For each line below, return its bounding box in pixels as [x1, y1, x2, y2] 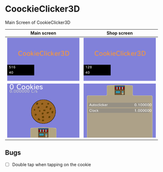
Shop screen [106, 30, 133, 36]
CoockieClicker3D [5, 3, 80, 15]
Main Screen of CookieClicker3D [5, 19, 70, 25]
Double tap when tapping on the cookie [12, 161, 91, 167]
